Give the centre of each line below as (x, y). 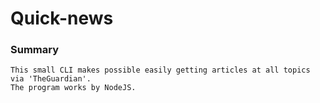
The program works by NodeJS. (73, 88)
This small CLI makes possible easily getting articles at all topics (160, 70)
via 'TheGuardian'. (51, 79)
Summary (35, 50)
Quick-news (62, 18)
